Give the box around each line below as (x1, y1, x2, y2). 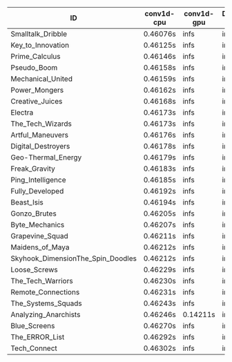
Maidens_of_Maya (10, 242, 70, 251)
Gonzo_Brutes (10, 209, 57, 218)
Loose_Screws (10, 265, 59, 274)
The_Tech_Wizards (10, 119, 72, 128)
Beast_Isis (10, 198, 43, 207)
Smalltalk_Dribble (10, 29, 68, 39)
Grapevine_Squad (10, 231, 69, 240)
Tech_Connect (10, 343, 57, 353)
